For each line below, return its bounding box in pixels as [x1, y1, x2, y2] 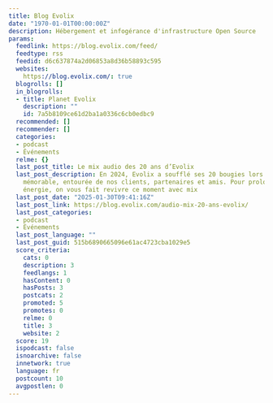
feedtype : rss [15, 50, 63, 58]
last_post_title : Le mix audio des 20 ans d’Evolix [15, 163, 195, 171]
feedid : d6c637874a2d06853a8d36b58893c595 [15, 58, 162, 66]
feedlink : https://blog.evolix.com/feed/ [15, 42, 158, 50]
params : [8, 34, 35, 43]
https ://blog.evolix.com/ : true [23, 72, 132, 80]
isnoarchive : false [15, 352, 82, 360]
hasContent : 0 [23, 276, 71, 284]
